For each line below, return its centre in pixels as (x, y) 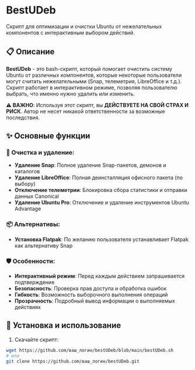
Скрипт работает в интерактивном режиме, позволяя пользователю (92, 87)
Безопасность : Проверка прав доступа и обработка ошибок (90, 289)
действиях (27, 307)
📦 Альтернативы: (33, 224)
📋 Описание (30, 52)
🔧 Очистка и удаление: (40, 153)
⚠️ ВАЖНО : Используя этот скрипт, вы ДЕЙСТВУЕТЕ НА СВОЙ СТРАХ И (97, 105)
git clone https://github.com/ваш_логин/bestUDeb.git (73, 361)
